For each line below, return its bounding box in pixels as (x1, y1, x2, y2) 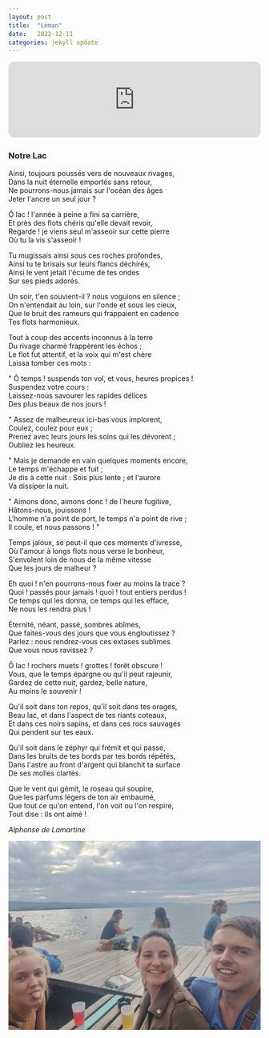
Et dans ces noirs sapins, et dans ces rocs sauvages (8, 719, 182, 728)
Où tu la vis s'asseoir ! (8, 234, 82, 244)
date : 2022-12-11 (8, 30, 74, 38)
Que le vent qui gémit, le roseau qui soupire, (8, 784, 155, 793)
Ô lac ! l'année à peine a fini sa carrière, (8, 209, 140, 219)
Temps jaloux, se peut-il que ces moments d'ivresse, (8, 537, 183, 547)
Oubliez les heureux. (8, 440, 76, 450)
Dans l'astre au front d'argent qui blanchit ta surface (8, 759, 181, 769)
